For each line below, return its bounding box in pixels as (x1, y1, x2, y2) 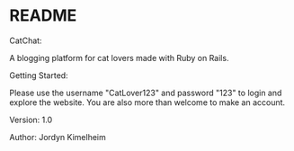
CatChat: (9, 35, 42, 46)
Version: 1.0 (9, 114, 53, 125)
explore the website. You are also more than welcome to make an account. (9, 96, 286, 108)
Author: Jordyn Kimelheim (9, 131, 106, 142)
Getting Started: (9, 69, 69, 81)
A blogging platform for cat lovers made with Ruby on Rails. (9, 52, 229, 63)
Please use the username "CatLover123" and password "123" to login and (9, 87, 282, 98)
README (9, 5, 77, 26)
